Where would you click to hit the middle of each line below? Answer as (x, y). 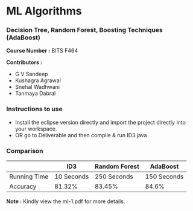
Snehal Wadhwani (37, 87)
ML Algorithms (44, 11)
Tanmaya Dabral (35, 93)
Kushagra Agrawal (38, 80)
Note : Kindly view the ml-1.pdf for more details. (66, 201)
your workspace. (36, 129)
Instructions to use (34, 109)
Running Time (29, 177)
